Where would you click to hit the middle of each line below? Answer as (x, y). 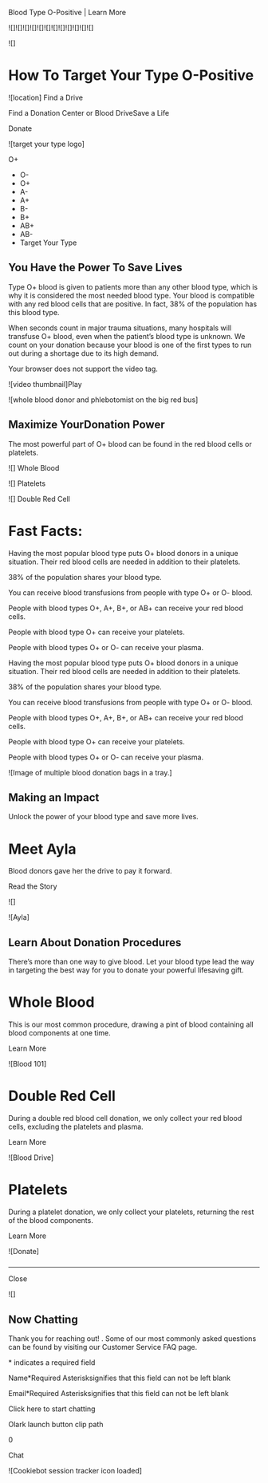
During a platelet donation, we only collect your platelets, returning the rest (131, 1212)
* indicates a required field (52, 1363)
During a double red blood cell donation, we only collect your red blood (125, 1118)
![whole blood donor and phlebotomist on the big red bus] (103, 400)
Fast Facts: (45, 531)
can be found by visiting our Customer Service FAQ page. (103, 1347)
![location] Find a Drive (46, 97)
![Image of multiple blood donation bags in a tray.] (91, 772)
